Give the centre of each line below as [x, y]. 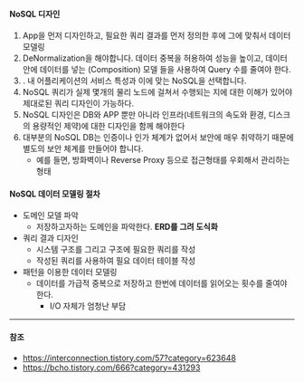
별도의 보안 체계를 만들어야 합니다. [83, 148]
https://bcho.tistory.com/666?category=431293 [111, 368]
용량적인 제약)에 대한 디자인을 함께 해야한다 [109, 126]
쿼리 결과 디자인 [50, 238]
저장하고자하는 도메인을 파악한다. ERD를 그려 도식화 [127, 227]
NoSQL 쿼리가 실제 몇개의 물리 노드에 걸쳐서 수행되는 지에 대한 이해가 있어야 [157, 92]
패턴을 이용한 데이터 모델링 [70, 272]
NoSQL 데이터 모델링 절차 [55, 194]
